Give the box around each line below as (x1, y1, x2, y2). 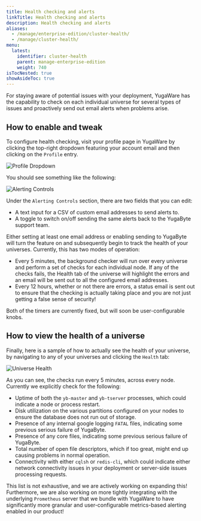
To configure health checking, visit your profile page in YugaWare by (6, 138, 175, 145)
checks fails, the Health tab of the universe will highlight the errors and (14, 270, 190, 277)
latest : (11, 48, 31, 54)
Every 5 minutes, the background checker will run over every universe (14, 257, 188, 264)
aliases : (6, 25, 28, 32)
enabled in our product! (6, 507, 64, 515)
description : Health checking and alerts (6, 20, 111, 26)
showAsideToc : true (6, 75, 55, 81)
